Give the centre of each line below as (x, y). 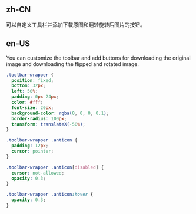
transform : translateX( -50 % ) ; (48, 124)
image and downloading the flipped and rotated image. (73, 64)
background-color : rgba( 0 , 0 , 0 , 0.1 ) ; (60, 113)
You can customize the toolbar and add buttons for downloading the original (98, 58)
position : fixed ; (33, 80)
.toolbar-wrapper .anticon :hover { (50, 195)
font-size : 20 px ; (33, 108)
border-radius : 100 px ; (39, 118)
